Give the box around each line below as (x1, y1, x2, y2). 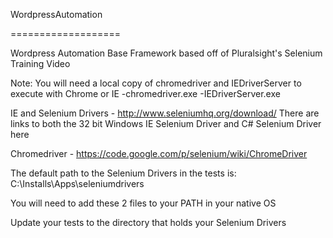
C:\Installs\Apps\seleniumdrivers (10, 178, 145, 189)
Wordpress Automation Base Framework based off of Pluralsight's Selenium (10, 47, 323, 59)
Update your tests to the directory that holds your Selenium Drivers (10, 217, 287, 228)
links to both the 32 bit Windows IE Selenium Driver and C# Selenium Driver (10, 118, 322, 129)
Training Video (10, 58, 71, 69)
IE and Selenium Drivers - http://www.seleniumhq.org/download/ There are (10, 107, 320, 119)
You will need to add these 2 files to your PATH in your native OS (10, 197, 277, 209)
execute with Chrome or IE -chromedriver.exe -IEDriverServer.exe (10, 88, 281, 99)
